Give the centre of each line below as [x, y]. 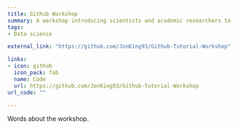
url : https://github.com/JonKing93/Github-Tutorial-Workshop [107, 86]
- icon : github [30, 66]
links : [17, 60]
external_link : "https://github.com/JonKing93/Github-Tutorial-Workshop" [119, 47]
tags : [15, 27]
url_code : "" [27, 92]
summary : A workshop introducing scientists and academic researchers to [119, 21]
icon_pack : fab [36, 72]
